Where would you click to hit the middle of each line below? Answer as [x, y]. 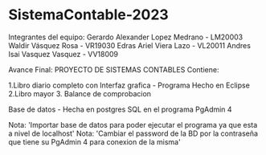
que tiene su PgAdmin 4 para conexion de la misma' [94, 141]
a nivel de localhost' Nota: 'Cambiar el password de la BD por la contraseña [133, 133]
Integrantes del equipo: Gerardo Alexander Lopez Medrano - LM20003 [126, 37]
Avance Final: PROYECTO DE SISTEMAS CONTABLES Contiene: [114, 69]
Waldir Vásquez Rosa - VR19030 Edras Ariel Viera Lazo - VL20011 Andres [130, 45]
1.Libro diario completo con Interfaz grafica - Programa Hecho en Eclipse [129, 85]
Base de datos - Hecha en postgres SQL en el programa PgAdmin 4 [120, 109]
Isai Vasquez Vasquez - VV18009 [63, 54]
